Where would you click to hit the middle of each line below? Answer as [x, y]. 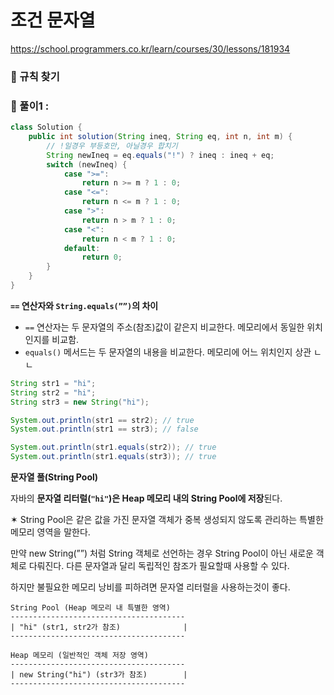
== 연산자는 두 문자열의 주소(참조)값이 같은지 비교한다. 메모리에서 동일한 [164, 327]
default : [82, 248]
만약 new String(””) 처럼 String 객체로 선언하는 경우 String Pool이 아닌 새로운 [162, 553]
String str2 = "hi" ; [53, 392]
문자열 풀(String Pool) [54, 477]
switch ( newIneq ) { [87, 164]
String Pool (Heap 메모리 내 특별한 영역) [90, 608]
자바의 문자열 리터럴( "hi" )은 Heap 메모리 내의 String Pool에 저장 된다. [146, 498]
